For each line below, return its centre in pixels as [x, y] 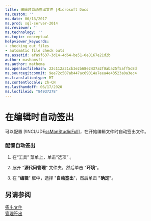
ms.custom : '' [20, 14]
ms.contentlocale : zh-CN [30, 82]
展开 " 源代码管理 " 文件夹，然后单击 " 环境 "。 [57, 167]
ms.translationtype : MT [29, 78]
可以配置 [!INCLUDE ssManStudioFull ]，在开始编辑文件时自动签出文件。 [77, 132]
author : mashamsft [24, 60]
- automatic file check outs [35, 50]
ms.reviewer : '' [22, 28]
